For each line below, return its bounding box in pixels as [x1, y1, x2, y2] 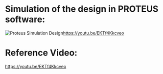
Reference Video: [5, 48, 77, 58]
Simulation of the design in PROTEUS [5, 3, 159, 15]
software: [5, 14, 46, 25]
